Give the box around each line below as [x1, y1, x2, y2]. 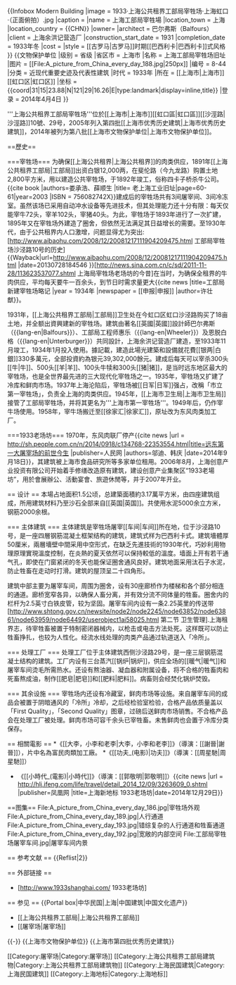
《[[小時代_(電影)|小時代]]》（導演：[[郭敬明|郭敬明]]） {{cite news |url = [17, 772, 223, 780]
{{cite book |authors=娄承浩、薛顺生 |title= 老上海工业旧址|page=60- [7, 184, 207, 192]
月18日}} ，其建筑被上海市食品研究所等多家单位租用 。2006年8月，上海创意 [7, 458, 223, 465]
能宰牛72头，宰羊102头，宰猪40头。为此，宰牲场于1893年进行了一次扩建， [7, 211, 225, 218]
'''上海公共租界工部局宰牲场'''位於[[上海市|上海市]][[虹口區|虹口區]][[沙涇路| [7, 110, 226, 118]
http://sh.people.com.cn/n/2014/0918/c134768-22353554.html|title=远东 [7, 440, 218, 448]
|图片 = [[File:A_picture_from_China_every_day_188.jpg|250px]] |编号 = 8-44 [7, 60, 227, 68]
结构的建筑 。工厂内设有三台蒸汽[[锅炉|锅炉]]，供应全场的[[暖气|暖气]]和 [19, 657, 227, 665]
